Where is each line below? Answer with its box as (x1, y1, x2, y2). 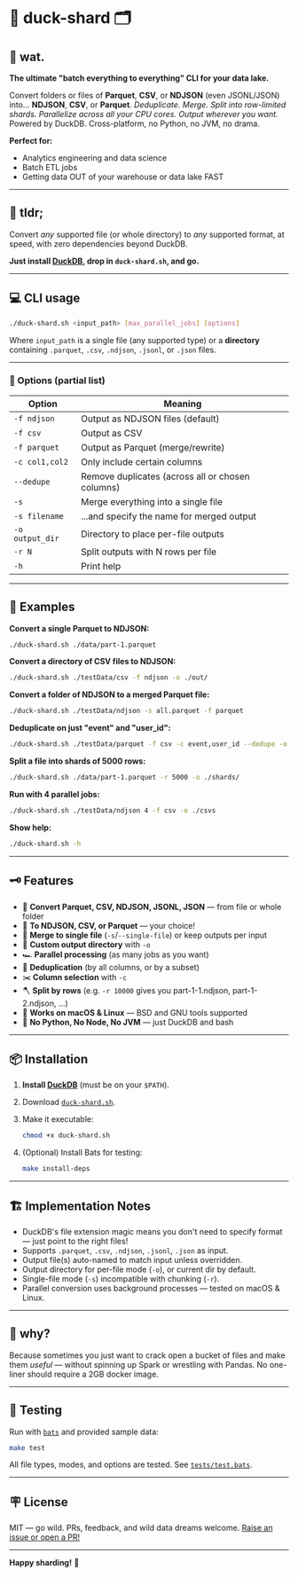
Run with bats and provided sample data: (9, 1426, 160, 1437)
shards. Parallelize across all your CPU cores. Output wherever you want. (9, 109, 278, 119)
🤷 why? (9, 1326, 51, 1341)
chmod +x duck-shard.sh (21, 1131, 111, 1141)
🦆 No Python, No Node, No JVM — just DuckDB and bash (21, 1016, 234, 1027)
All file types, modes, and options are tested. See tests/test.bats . (9, 1459, 253, 1470)
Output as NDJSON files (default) (81, 412, 220, 425)
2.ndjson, (21, 998, 57, 1008)
